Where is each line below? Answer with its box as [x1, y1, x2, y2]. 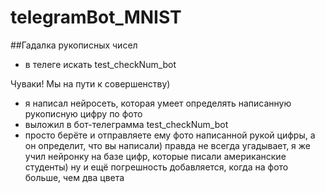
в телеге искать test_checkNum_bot [24, 58, 177, 70]
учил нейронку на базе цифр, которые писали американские [24, 150, 287, 162]
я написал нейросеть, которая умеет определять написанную [24, 97, 292, 109]
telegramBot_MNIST [10, 6, 182, 29]
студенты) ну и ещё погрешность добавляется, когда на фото [24, 161, 289, 173]
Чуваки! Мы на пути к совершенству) [10, 77, 171, 90]
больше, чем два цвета [24, 171, 125, 183]
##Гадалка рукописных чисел [10, 39, 138, 51]
